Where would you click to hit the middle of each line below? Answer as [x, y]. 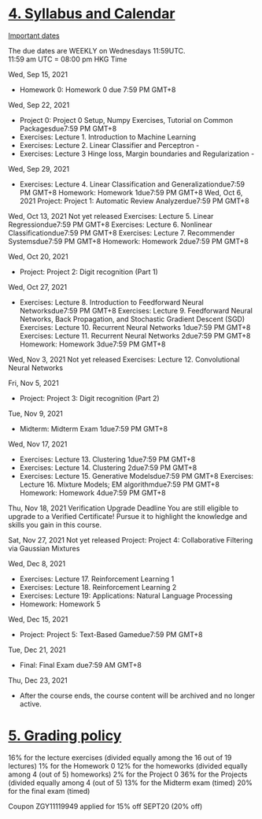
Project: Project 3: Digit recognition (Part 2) [89, 398]
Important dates [34, 35]
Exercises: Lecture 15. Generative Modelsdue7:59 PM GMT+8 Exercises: [137, 476]
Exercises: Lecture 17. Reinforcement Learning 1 [97, 579]
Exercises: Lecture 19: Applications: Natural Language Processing [126, 595]
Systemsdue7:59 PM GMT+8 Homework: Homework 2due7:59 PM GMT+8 [129, 241]
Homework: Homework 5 [60, 604]
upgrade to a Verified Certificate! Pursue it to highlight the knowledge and [128, 516]
